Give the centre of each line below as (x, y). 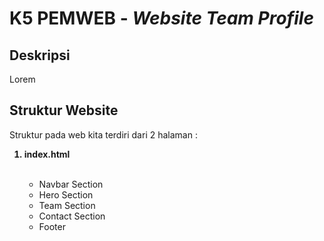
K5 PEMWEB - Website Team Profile (161, 18)
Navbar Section (71, 184)
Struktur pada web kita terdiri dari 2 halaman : (103, 134)
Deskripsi (40, 55)
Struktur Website (64, 110)
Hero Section (66, 194)
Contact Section (72, 216)
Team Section (67, 205)
